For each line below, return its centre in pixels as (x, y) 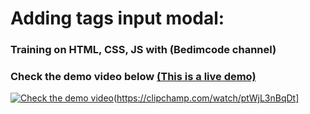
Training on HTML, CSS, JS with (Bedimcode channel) (143, 50)
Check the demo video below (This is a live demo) (133, 77)
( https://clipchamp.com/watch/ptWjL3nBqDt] (206, 98)
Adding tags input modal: (117, 18)
